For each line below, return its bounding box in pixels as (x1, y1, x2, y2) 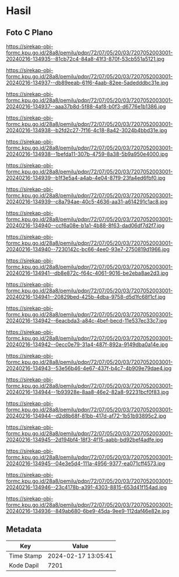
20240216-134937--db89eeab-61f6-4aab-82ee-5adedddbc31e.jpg (6, 79, 169, 86)
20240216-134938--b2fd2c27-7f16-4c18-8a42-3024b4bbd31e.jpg (6, 127, 167, 134)
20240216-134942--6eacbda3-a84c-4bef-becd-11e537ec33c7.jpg (6, 317, 167, 324)
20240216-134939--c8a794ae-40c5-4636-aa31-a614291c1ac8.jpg (6, 198, 168, 205)
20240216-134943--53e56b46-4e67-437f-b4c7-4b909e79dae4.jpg (6, 365, 172, 371)
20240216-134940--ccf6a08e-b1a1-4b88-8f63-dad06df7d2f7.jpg (6, 222, 165, 229)
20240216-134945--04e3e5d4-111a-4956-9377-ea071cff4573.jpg (6, 460, 166, 467)
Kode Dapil (9, 561, 39, 569)
